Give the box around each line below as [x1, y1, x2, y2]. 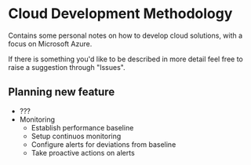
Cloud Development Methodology [8, 5, 233, 23]
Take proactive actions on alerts [31, 148, 135, 157]
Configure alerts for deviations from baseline [31, 139, 176, 149]
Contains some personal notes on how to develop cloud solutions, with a [8, 31, 243, 40]
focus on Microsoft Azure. [8, 38, 93, 48]
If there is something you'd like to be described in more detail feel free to [8, 54, 243, 64]
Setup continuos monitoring [31, 131, 122, 141]
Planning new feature [8, 86, 115, 99]
